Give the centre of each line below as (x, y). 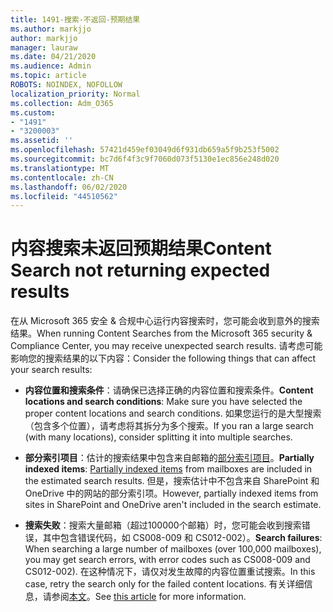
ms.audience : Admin (51, 66)
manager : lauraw (44, 47)
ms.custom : (33, 112)
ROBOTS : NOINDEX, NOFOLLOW (66, 85)
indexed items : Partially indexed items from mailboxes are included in (168, 469)
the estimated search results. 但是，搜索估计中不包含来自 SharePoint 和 (172, 481)
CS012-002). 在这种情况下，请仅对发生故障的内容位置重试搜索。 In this (170, 572)
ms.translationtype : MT (60, 168)
